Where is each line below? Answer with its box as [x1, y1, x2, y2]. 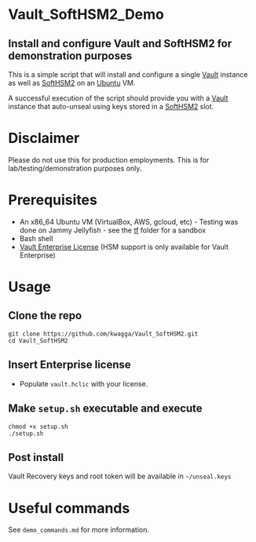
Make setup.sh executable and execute [8, 402, 203, 416]
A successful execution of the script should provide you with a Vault [8, 93, 229, 103]
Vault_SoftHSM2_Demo [8, 5, 165, 24]
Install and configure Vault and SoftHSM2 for [8, 37, 232, 50]
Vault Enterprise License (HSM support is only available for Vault [19, 242, 229, 251]
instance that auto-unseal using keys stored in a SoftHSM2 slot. [8, 102, 214, 111]
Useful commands [8, 499, 130, 517]
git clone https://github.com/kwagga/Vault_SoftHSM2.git [8, 330, 199, 338]
